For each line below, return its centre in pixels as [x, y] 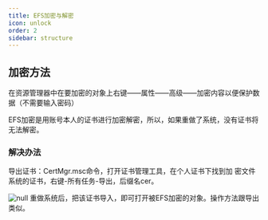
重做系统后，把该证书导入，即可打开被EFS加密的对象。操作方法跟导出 [144, 198]
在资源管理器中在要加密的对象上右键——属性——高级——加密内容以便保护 [130, 93]
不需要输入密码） [50, 103]
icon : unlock [30, 23]
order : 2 [23, 30]
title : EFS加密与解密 [41, 16]
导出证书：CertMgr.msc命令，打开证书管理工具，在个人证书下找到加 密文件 [132, 171]
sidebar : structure [41, 38]
